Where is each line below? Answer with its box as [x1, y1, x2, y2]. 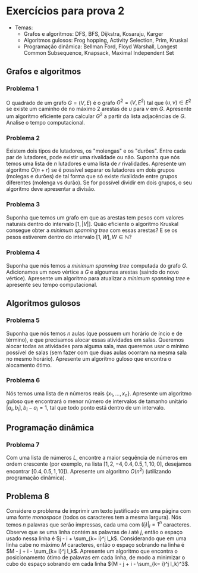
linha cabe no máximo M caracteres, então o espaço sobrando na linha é [6, 541, 185, 549]
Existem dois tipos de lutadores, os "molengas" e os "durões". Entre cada [6, 147, 186, 154]
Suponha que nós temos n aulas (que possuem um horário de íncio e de [6, 330, 183, 337]
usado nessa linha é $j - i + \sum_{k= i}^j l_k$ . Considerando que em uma [6, 535, 187, 542]
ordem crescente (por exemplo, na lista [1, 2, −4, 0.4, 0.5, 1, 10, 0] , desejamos [6, 460, 192, 467]
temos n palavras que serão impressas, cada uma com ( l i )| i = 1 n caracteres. [6, 520, 191, 529]
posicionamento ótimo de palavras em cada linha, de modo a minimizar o [6, 554, 186, 561]
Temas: [14, 24, 33, 31]
